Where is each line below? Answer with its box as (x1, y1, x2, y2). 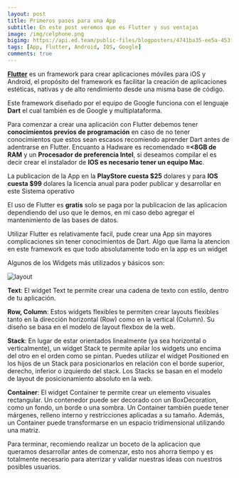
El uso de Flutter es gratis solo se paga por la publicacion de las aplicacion (7, 200, 228, 209)
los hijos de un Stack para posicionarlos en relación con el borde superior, (7, 359, 225, 368)
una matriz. (7, 425, 41, 435)
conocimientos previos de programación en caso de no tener (7, 128, 191, 136)
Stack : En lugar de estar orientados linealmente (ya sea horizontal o (7, 336, 207, 345)
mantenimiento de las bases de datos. (7, 215, 119, 224)
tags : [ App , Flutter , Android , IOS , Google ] (7, 43, 142, 51)
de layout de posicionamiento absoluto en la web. (7, 374, 153, 383)
